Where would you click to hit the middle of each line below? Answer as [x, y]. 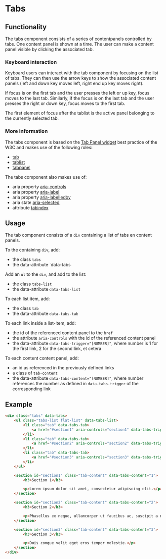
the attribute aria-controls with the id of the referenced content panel [84, 338]
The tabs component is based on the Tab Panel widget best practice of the [81, 142]
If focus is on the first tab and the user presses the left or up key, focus [77, 93]
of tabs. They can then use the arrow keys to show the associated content [81, 78]
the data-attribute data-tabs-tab [45, 314]
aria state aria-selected [36, 202]
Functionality [26, 27]
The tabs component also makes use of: [46, 177]
